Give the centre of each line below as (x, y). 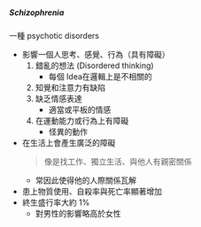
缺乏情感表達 (58, 98)
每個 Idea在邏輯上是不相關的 (100, 76)
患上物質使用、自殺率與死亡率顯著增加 (92, 191)
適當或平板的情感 (80, 110)
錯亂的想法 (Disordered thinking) (94, 65)
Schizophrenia (37, 12)
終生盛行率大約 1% (56, 202)
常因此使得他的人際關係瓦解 (86, 180)
